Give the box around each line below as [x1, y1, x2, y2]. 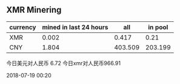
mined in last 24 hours [42, 23, 108, 31]
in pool [148, 23, 168, 31]
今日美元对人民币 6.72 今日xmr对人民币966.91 [6, 59, 121, 66]
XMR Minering [6, 5, 62, 15]
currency [9, 23, 36, 31]
